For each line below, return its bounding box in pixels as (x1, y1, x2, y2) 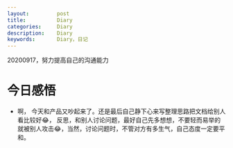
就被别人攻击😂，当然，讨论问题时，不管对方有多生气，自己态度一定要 (17, 124, 220, 133)
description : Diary (7, 29, 73, 37)
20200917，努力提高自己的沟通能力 (7, 56, 109, 65)
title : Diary (7, 17, 73, 24)
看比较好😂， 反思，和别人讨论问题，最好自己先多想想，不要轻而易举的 (17, 116, 221, 124)
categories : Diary (7, 23, 73, 30)
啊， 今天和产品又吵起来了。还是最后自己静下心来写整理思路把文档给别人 (17, 107, 226, 115)
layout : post (7, 10, 70, 17)
